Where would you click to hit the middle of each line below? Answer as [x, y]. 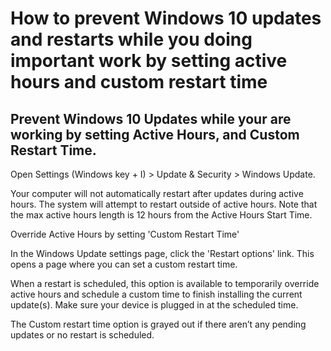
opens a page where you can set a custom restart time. [124, 264]
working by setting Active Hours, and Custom [155, 134]
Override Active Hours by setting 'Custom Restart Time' [125, 234]
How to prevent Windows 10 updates [166, 18]
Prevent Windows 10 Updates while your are [151, 118]
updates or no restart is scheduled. [82, 335]
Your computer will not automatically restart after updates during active [157, 193]
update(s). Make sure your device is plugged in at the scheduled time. [154, 305]
